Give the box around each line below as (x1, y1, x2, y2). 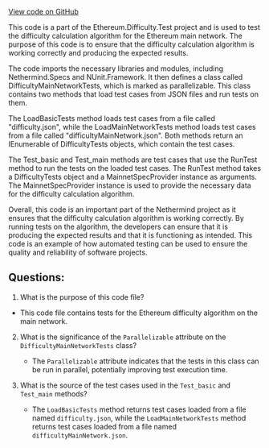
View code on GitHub (8, 7, 79, 16)
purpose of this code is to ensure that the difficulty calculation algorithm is (8, 39, 255, 49)
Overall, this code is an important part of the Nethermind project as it (8, 205, 237, 214)
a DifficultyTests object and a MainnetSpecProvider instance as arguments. (8, 172, 258, 181)
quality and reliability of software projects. (8, 247, 148, 257)
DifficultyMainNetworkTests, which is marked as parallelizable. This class (8, 81, 251, 90)
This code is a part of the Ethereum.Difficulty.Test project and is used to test (8, 23, 261, 31)
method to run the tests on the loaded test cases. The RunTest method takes (8, 164, 262, 172)
